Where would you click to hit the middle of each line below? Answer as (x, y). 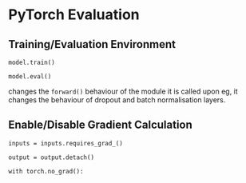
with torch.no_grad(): (46, 171)
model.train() (32, 62)
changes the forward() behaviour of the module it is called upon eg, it (123, 91)
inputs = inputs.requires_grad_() (66, 143)
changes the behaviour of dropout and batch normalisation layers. (117, 100)
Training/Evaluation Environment (92, 44)
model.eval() (30, 77)
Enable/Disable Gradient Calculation (101, 125)
